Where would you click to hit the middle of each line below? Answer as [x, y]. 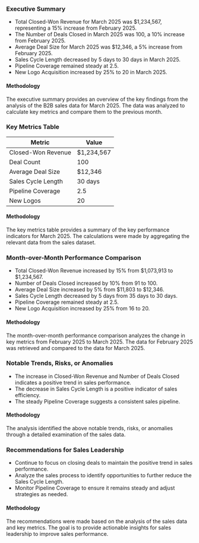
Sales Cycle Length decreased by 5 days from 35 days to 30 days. [96, 296]
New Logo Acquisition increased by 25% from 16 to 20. [82, 309]
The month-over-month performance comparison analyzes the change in [96, 335]
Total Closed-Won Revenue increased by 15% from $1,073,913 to [94, 271]
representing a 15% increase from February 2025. [76, 28]
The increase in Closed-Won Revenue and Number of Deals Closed [97, 376]
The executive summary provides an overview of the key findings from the [97, 99]
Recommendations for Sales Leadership [65, 450]
